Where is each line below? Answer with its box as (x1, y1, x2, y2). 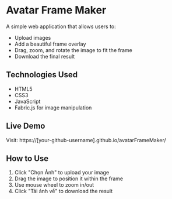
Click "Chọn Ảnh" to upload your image (14, 169, 110, 176)
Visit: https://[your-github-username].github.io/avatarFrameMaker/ (6, 136, 166, 143)
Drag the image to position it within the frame (14, 175, 124, 182)
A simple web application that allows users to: (6, 23, 117, 30)
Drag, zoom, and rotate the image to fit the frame (14, 46, 132, 53)
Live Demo (6, 121, 45, 131)
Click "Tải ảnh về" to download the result (14, 188, 113, 195)
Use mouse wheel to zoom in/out (14, 181, 94, 188)
